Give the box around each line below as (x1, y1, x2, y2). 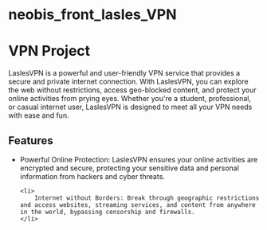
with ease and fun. (8, 111, 69, 120)
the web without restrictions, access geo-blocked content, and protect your (8, 85, 257, 95)
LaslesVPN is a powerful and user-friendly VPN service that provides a (8, 68, 241, 78)
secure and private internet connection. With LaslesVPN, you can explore (8, 77, 249, 87)
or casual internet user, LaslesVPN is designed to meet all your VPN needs (8, 102, 253, 112)
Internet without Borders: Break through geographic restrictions (34, 193, 260, 202)
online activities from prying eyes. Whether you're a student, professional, (8, 94, 252, 103)
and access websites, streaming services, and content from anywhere (19, 201, 257, 209)
